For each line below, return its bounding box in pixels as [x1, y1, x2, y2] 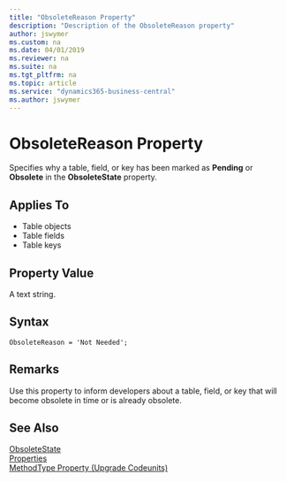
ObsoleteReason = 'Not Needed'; [9, 338, 128, 347]
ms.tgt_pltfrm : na [9, 71, 77, 80]
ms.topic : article [9, 79, 77, 88]
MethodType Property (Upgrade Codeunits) [9, 463, 169, 473]
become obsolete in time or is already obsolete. [9, 394, 183, 405]
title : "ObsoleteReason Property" [9, 12, 137, 22]
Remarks [9, 362, 60, 377]
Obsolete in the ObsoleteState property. [9, 172, 157, 182]
